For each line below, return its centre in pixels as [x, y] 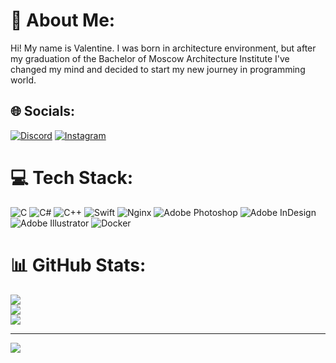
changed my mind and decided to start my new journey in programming [158, 69]
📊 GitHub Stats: [78, 265]
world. [23, 80]
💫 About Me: [63, 20]
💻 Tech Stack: [72, 177]
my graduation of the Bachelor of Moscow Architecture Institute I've [150, 58]
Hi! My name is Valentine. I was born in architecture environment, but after [163, 48]
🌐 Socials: [43, 111]
